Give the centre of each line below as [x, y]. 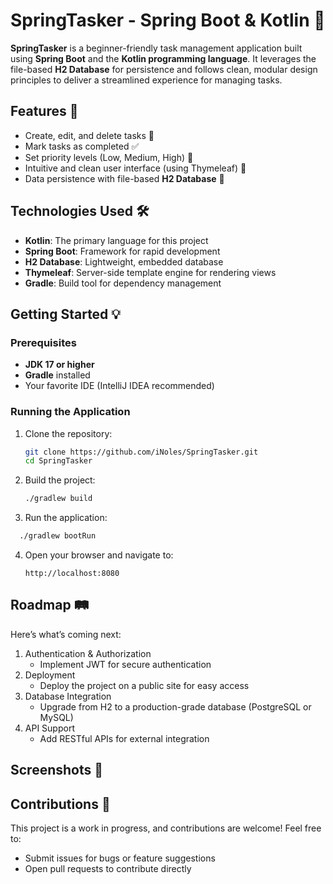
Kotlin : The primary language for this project [116, 240]
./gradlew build [58, 499]
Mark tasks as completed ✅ [82, 146]
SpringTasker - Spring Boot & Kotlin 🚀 [168, 20]
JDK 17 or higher [59, 365]
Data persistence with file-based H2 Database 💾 [124, 178]
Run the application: [66, 518]
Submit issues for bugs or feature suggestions [120, 858]
